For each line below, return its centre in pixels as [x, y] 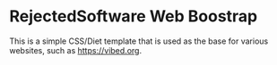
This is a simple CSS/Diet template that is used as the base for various [139, 41]
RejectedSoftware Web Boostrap [134, 16]
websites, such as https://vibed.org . [75, 50]
